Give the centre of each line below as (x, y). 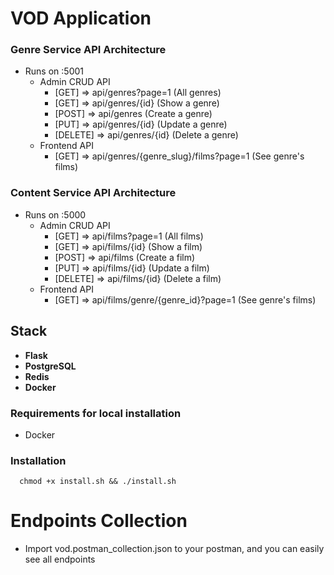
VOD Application (81, 18)
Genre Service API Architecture (88, 50)
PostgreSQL (50, 366)
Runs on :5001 (54, 71)
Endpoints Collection (99, 521)
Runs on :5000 (55, 214)
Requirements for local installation (96, 413)
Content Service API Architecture (93, 193)
